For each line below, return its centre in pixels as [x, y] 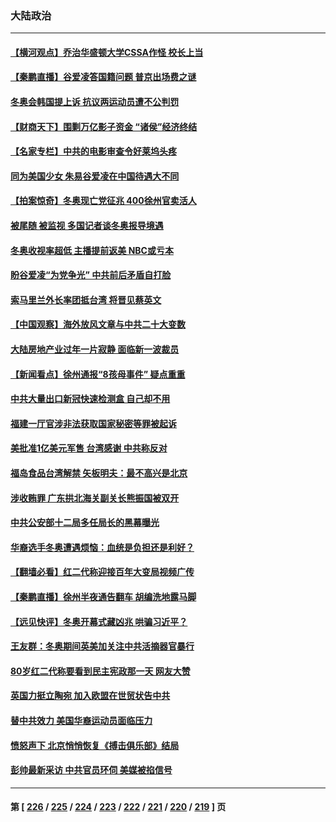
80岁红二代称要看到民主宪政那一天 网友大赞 [100, 671]
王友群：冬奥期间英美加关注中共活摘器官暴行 [102, 646]
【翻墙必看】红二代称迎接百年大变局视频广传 [102, 572]
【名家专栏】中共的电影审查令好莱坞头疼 [93, 151]
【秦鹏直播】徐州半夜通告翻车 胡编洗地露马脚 [103, 596]
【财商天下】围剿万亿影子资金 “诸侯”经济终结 [104, 126]
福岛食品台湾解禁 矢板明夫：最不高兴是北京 [99, 473]
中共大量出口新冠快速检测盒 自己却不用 [90, 399]
